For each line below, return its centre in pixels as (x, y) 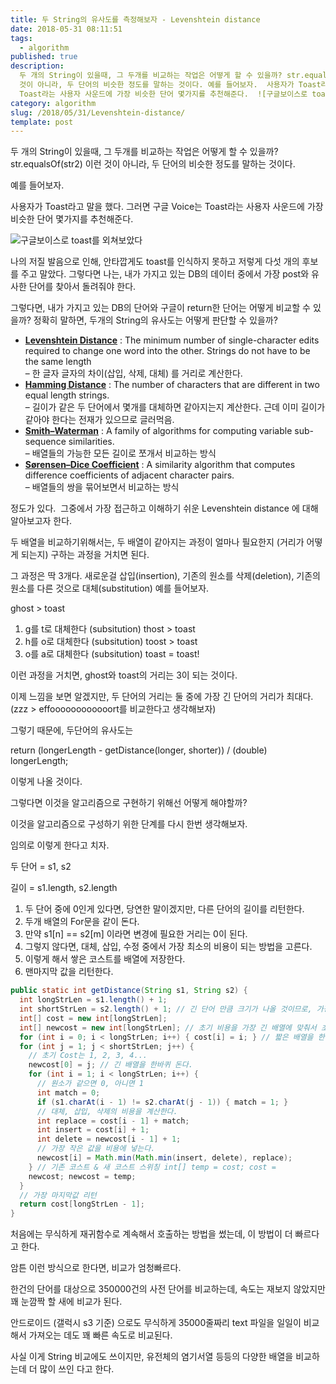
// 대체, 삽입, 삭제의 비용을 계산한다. (107, 1111)
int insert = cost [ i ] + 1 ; (93, 1130)
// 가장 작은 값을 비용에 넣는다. (96, 1149)
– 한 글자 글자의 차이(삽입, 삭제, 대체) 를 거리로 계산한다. (133, 373)
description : (37, 66)
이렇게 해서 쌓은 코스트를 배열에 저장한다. (105, 959)
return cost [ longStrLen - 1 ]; (82, 1204)
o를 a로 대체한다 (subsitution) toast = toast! (112, 654)
